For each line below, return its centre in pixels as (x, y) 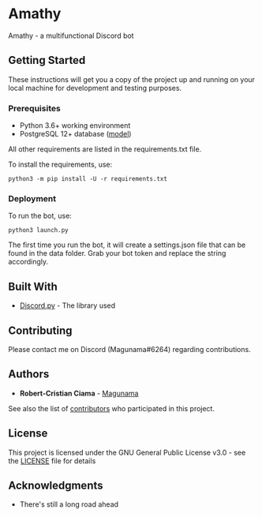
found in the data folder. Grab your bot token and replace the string (117, 253)
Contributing (40, 330)
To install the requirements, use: (60, 165)
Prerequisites (34, 108)
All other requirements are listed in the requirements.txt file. (105, 149)
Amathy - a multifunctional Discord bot (71, 36)
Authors (29, 375)
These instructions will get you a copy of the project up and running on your (131, 79)
